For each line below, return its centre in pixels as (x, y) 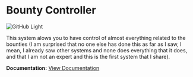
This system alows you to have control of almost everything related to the (96, 38)
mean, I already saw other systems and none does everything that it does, (97, 50)
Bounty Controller (51, 10)
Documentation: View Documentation (53, 68)
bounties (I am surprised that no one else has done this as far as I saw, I (94, 44)
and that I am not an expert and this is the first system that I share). (88, 56)
